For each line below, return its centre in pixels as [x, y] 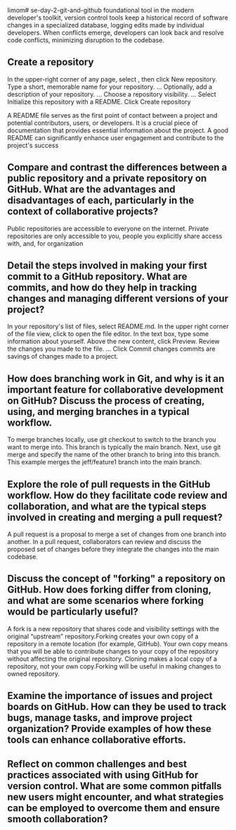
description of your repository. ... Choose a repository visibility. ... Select [112, 94]
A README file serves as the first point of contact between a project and [112, 115]
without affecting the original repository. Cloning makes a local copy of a [112, 659]
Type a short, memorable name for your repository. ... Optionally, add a [110, 87]
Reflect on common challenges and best [97, 764]
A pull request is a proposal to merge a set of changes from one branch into [117, 534]
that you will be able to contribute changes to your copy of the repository [113, 651]
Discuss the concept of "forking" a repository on [117, 579]
